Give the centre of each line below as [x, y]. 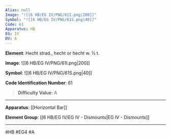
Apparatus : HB [20, 29]
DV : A [11, 39]
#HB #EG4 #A [20, 132]
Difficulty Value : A [37, 92]
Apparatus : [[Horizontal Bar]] [36, 107]
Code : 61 [15, 24]
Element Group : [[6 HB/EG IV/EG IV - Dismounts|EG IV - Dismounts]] [77, 117]
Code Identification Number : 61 [39, 83]
